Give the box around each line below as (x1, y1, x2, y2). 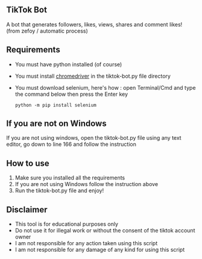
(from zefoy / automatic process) (6, 27, 89, 34)
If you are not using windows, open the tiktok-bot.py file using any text (6, 134, 182, 142)
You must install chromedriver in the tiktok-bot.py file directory (14, 72, 171, 80)
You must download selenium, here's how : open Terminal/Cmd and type (14, 84, 196, 91)
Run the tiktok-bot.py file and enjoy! (14, 187, 104, 195)
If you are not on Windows (6, 119, 107, 129)
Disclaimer (6, 204, 48, 214)
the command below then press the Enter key (14, 90, 128, 98)
